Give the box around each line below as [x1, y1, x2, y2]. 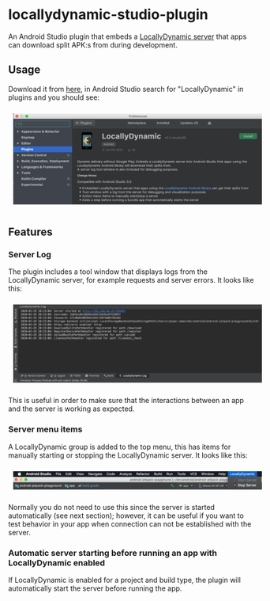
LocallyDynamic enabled [8, 557, 105, 568]
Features [8, 225, 53, 238]
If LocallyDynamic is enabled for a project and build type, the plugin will [8, 575, 241, 584]
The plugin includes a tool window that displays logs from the [8, 267, 208, 276]
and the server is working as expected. [8, 404, 135, 413]
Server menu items [8, 424, 83, 435]
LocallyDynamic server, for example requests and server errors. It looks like [8, 276, 254, 284]
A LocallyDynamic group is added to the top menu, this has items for [8, 442, 231, 451]
